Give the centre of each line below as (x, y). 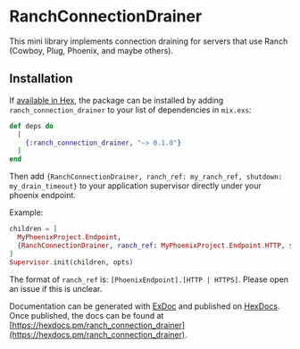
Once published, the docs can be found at (87, 315)
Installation (41, 79)
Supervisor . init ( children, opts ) (71, 262)
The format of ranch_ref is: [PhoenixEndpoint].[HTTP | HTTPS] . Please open (149, 279)
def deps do (31, 126)
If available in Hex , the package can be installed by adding (117, 100)
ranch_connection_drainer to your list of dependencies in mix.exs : (130, 110)
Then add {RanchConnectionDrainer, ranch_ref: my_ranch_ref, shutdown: (146, 177)
